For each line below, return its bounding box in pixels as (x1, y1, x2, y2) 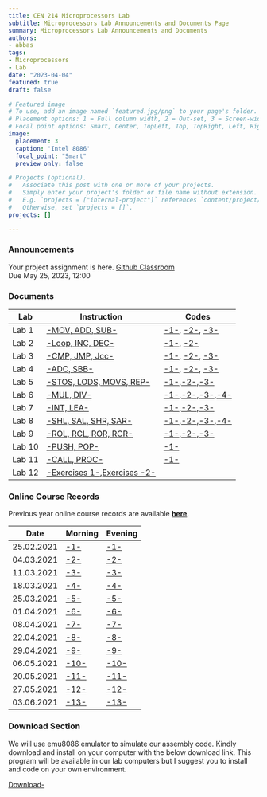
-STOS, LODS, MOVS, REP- (46, 376, 151, 387)
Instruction (79, 312, 123, 323)
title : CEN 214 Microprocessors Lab (8, 11, 130, 20)
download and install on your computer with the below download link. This (8, 747, 252, 757)
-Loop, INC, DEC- (46, 338, 115, 349)
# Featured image (8, 100, 66, 108)
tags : (8, 49, 26, 57)
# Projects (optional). (8, 174, 87, 182)
